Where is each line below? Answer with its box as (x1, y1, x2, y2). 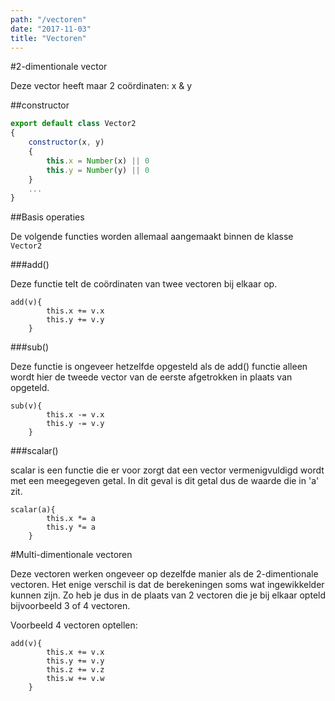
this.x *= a (46, 514, 97, 524)
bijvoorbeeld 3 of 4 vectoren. (10, 600, 131, 612)
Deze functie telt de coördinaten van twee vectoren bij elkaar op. (10, 278, 278, 290)
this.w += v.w (46, 674, 105, 684)
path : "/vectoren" (10, 14, 87, 25)
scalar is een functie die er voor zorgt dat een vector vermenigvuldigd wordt (10, 464, 325, 476)
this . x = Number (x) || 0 (46, 156, 150, 166)
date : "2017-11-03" (10, 24, 92, 34)
